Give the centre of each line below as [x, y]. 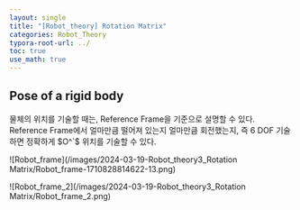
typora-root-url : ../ [50, 43]
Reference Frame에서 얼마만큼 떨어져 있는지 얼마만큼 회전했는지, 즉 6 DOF [142, 130]
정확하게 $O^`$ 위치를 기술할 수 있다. [91, 142]
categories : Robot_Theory [58, 34]
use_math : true [38, 59]
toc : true [28, 51]
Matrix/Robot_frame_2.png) [60, 196]
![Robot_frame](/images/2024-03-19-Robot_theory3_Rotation [123, 160]
